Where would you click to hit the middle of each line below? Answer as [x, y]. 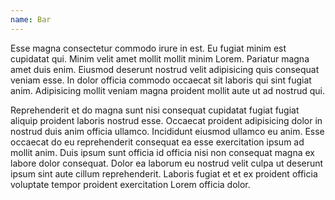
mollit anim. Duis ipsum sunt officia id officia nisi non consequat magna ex [162, 152]
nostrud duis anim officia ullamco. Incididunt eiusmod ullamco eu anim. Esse [167, 131]
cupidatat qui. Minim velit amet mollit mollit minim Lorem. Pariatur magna [160, 58]
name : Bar [31, 19]
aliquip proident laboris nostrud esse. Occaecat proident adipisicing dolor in [166, 120]
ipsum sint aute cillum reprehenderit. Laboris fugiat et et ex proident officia [164, 173]
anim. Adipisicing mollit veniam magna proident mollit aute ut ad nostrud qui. [168, 90]
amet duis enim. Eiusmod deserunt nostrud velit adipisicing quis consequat [165, 69]
